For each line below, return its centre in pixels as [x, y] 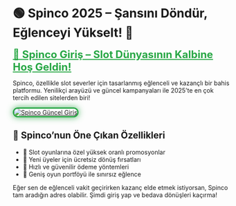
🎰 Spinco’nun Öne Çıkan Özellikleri [89, 135]
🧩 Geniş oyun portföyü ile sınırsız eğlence [82, 174]
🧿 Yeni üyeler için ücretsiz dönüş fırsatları [82, 159]
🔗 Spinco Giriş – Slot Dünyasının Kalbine [113, 54]
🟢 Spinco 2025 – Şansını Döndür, [110, 13]
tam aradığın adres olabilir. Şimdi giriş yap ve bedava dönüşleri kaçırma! [115, 195]
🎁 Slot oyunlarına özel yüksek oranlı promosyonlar [94, 152]
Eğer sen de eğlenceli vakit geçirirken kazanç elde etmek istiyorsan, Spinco [120, 187]
